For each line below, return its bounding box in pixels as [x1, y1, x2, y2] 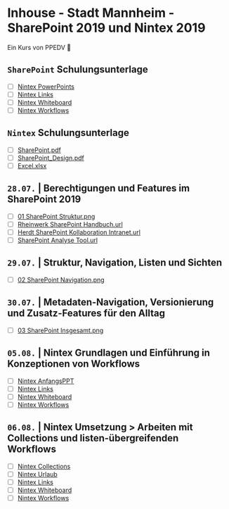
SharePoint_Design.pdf [17, 153, 84, 162]
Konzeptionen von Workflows [7, 358, 140, 370]
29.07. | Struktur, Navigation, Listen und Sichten [7, 257, 223, 269]
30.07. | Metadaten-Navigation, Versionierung [7, 296, 214, 308]
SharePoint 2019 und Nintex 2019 [7, 20, 206, 36]
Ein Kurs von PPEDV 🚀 [7, 43, 72, 51]
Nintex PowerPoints [17, 82, 75, 91]
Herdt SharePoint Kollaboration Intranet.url [17, 227, 140, 237]
